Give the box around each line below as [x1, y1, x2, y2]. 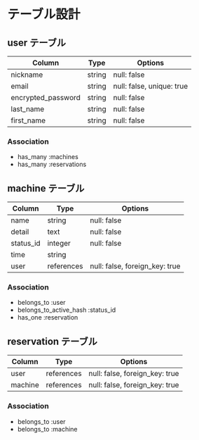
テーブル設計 [7, 6, 81, 23]
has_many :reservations [17, 160, 87, 169]
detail [11, 227, 29, 237]
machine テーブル [7, 182, 85, 194]
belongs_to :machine [17, 425, 78, 433]
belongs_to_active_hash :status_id [17, 306, 116, 314]
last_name [11, 104, 45, 113]
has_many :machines [17, 153, 78, 161]
